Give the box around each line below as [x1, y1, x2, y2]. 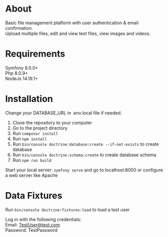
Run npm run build [12, 157, 52, 163]
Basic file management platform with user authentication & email [5, 20, 139, 26]
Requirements [5, 48, 65, 60]
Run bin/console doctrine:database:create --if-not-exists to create [12, 141, 159, 147]
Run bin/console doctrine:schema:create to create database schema [12, 152, 157, 158]
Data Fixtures [5, 190, 63, 201]
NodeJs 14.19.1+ [5, 75, 38, 81]
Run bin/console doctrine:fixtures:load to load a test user [5, 206, 130, 212]
